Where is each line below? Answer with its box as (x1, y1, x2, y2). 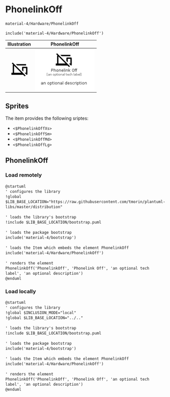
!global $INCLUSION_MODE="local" (5, 310, 77, 315)
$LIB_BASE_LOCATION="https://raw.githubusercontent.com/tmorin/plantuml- (5, 199, 166, 204)
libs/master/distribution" (5, 204, 63, 209)
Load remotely (5, 171, 42, 179)
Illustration (7, 41, 32, 47)
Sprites (5, 101, 29, 111)
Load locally (5, 288, 36, 295)
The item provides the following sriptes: (5, 115, 89, 121)
